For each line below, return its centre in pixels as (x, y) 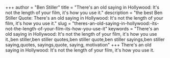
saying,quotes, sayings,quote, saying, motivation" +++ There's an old (78, 45)
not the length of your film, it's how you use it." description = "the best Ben (84, 13)
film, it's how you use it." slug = (38, 23)
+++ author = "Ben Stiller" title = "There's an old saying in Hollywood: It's (82, 7)
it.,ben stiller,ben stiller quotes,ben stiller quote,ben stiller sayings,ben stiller (85, 39)
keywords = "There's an (134, 29)
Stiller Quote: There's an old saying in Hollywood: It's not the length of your (84, 18)
